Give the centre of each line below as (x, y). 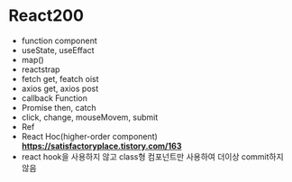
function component (59, 41)
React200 (46, 16)
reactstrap (41, 69)
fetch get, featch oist (60, 78)
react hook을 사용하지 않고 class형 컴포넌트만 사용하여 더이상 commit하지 (153, 156)
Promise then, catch (59, 107)
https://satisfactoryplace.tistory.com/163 (101, 146)
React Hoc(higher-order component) (90, 136)
